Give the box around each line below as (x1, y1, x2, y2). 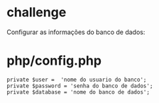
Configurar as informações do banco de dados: (6, 28, 146, 36)
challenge (6, 4, 67, 21)
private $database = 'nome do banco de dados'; (6, 88, 150, 96)
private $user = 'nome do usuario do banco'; (6, 76, 147, 83)
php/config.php (6, 53, 102, 69)
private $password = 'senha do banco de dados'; (6, 82, 153, 90)
